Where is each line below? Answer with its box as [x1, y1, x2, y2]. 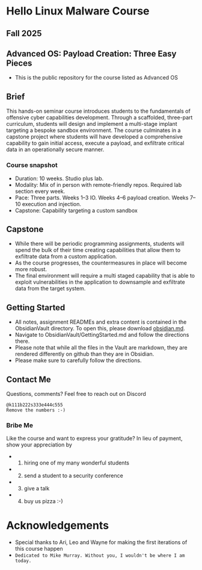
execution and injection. [22, 200, 81, 207]
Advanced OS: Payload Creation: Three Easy [6, 48, 177, 58]
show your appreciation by [6, 441, 72, 448]
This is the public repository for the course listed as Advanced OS [14, 74, 179, 81]
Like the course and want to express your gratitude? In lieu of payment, [6, 435, 183, 442]
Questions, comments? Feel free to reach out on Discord [6, 390, 146, 397]
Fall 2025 [6, 28, 42, 39]
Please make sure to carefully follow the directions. [14, 357, 142, 364]
